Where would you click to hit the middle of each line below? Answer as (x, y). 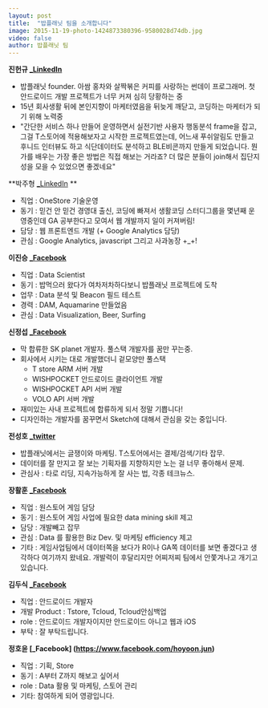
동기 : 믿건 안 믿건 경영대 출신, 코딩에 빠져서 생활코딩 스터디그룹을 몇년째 (133, 211)
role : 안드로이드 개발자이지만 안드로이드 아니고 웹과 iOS (108, 621)
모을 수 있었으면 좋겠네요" (75, 167)
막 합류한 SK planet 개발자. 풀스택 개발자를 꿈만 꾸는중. (106, 349)
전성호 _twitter (32, 436)
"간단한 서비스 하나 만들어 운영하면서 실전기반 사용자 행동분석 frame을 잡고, (138, 127)
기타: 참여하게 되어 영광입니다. (67, 696)
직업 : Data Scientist (53, 275)
